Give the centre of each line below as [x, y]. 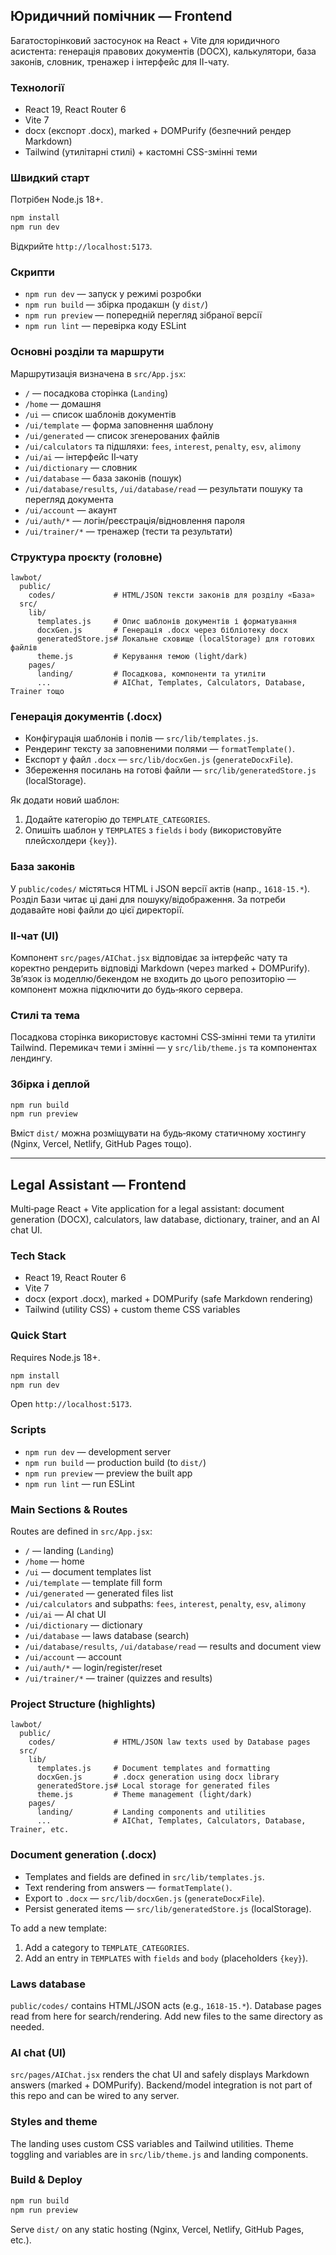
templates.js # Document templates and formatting [153, 1769]
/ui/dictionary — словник [81, 467]
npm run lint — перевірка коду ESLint [105, 326]
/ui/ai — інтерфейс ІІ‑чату [81, 456]
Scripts [28, 1430]
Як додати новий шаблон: [65, 800]
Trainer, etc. [40, 1830]
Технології [37, 87]
